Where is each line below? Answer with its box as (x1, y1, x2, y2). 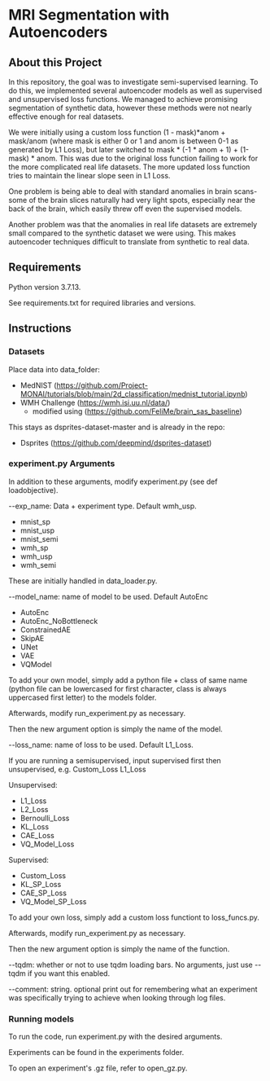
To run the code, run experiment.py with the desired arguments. (8, 1032, 223, 1042)
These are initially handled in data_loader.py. (8, 576, 158, 586)
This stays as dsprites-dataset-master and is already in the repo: (8, 422, 225, 432)
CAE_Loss (20, 830, 54, 840)
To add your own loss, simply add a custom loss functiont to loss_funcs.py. (8, 912, 260, 922)
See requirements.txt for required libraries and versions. (8, 297, 197, 307)
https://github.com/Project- (56, 380, 149, 390)
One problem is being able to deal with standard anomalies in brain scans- (8, 187, 258, 196)
